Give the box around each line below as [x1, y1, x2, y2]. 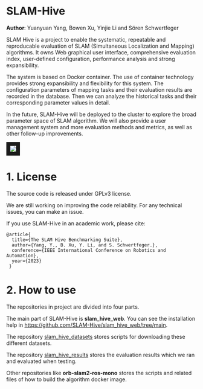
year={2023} [11, 258, 42, 264]
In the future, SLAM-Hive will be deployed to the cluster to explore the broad [6, 111, 196, 118]
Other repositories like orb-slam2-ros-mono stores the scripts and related [6, 369, 192, 376]
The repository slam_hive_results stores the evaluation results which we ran [6, 351, 195, 358]
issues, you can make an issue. [6, 208, 84, 215]
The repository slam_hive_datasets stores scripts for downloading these [6, 333, 185, 340]
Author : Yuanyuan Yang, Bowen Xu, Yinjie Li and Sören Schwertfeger [6, 24, 179, 31]
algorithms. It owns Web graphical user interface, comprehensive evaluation [6, 48, 196, 56]
